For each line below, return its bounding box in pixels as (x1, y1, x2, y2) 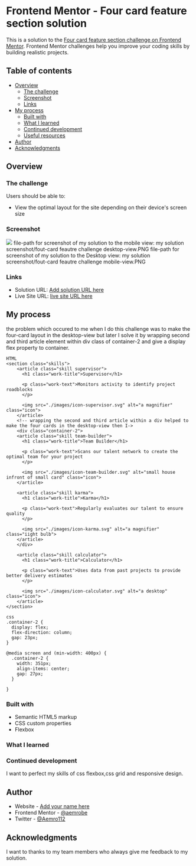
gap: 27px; (17, 670, 44, 677)
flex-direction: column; (11, 629, 73, 636)
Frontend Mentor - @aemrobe (14, 809, 88, 816)
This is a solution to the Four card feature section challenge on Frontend (6, 36, 182, 43)
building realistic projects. (6, 48, 69, 56)
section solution (6, 17, 87, 30)
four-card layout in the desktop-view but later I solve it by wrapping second (6, 331, 190, 338)
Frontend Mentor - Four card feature (6, 4, 187, 18)
